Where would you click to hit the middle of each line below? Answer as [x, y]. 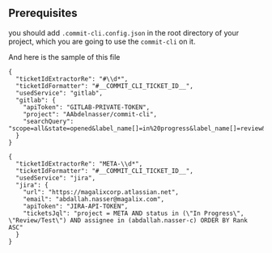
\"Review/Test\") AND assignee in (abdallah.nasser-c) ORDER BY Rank [128, 220]
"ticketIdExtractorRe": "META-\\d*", [79, 164]
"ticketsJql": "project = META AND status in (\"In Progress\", [134, 213]
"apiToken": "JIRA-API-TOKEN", [76, 206]
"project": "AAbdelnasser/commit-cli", [90, 114]
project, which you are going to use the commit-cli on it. [102, 41]
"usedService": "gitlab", [59, 93]
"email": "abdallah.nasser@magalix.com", [93, 199]
